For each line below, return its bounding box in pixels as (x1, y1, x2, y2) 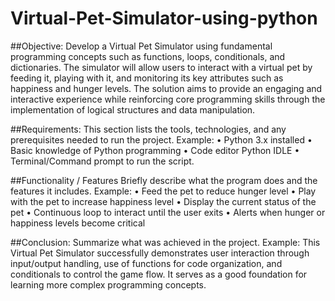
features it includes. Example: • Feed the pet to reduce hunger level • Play (10, 185, 317, 197)
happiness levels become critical (10, 217, 146, 229)
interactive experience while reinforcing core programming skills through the (10, 93, 326, 105)
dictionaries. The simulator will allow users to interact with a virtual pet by (10, 61, 313, 73)
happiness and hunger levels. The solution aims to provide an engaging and (10, 82, 323, 94)
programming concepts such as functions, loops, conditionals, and (10, 50, 286, 62)
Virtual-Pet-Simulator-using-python (10, 7, 318, 30)
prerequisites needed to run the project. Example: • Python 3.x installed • (10, 133, 313, 146)
